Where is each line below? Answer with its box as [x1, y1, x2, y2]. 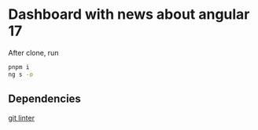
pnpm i [8, 63, 30, 71]
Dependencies [8, 92, 81, 106]
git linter [8, 113, 35, 122]
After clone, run [8, 48, 59, 57]
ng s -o [8, 70, 34, 78]
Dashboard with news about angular [8, 5, 250, 23]
